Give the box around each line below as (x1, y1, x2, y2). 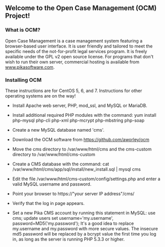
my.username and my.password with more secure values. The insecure (12, 225, 158, 232)
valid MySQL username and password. (12, 181, 92, 187)
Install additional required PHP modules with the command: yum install (12, 112, 157, 118)
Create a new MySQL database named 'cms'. (12, 127, 105, 133)
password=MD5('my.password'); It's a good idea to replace (12, 220, 134, 226)
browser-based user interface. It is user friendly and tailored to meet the (5, 43, 153, 49)
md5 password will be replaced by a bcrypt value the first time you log (12, 231, 157, 237)
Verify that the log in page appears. (12, 200, 85, 206)
